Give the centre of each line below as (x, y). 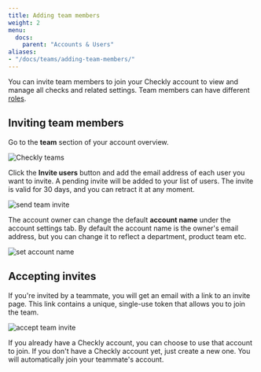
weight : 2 (24, 23)
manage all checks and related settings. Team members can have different (129, 90)
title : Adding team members (54, 15)
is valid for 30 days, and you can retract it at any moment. (101, 189)
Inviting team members (66, 123)
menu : (17, 30)
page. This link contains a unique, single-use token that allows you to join (127, 304)
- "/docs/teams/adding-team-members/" (72, 60)
